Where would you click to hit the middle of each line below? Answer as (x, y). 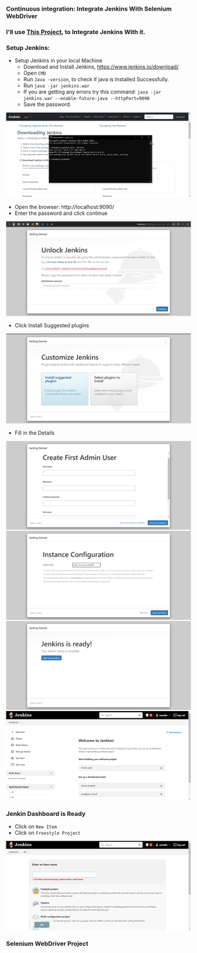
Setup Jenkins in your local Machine (58, 61)
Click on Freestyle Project (47, 833)
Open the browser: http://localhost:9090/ (64, 207)
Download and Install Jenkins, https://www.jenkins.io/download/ (101, 67)
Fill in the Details (34, 433)
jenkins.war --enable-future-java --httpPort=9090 (86, 99)
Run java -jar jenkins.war (56, 86)
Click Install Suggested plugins (52, 326)
